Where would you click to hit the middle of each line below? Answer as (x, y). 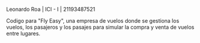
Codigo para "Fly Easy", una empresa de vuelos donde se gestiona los (93, 21)
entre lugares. (23, 33)
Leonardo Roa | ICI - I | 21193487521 (51, 9)
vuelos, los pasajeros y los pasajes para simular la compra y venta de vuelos (100, 27)
